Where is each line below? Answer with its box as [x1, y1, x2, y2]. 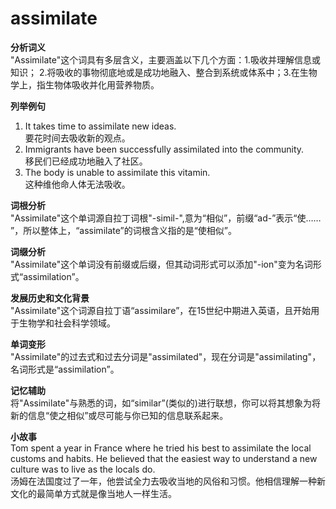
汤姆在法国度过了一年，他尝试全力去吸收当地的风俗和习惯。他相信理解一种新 [10, 475, 326, 487]
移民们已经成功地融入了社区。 [24, 155, 148, 167]
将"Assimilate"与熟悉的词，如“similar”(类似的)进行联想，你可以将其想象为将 [10, 397, 321, 409]
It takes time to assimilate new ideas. [24, 120, 177, 132]
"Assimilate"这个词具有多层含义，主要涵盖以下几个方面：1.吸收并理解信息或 [10, 53, 321, 66]
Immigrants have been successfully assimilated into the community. [24, 143, 305, 155]
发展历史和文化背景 [10, 292, 90, 304]
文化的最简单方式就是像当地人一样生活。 [10, 487, 177, 499]
